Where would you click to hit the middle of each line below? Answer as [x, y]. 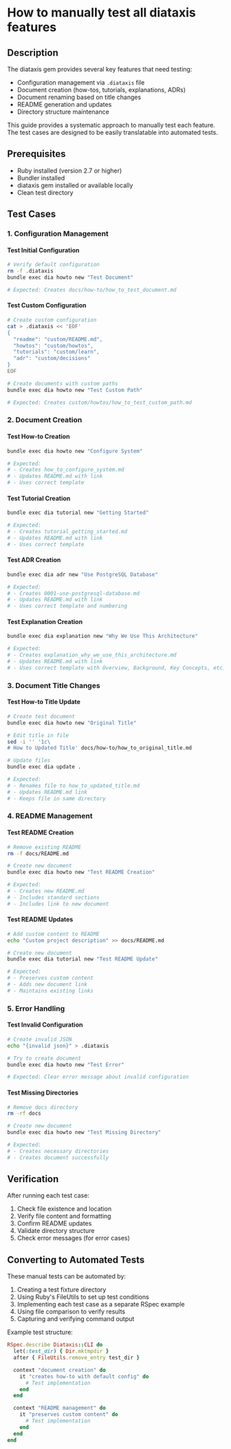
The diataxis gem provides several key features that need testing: [100, 69]
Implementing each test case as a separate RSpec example [101, 1305]
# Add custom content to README [53, 934]
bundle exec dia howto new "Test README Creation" [81, 872]
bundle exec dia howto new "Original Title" [72, 723]
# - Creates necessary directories [58, 1151]
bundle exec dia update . [44, 767]
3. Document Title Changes [54, 685]
